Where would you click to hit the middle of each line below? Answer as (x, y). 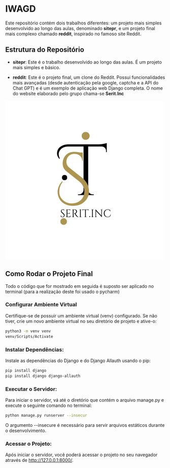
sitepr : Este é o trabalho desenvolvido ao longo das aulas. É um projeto (87, 62)
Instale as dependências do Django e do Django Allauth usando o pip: (78, 360)
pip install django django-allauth (43, 376)
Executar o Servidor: (31, 389)
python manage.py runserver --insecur (46, 415)
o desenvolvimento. (26, 430)
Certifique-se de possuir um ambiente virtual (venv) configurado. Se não (81, 315)
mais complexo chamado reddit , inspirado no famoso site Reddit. (73, 34)
